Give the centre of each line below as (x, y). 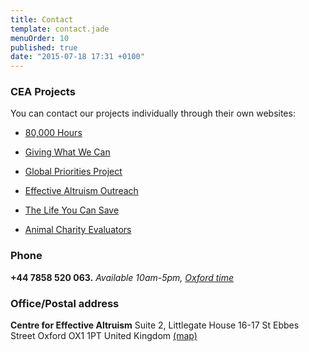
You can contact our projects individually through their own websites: (153, 113)
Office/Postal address (65, 303)
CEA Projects (43, 92)
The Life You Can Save (72, 210)
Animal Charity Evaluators (78, 230)
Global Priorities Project (73, 172)
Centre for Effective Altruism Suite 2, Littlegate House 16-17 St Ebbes (155, 325)
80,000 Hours (53, 133)
